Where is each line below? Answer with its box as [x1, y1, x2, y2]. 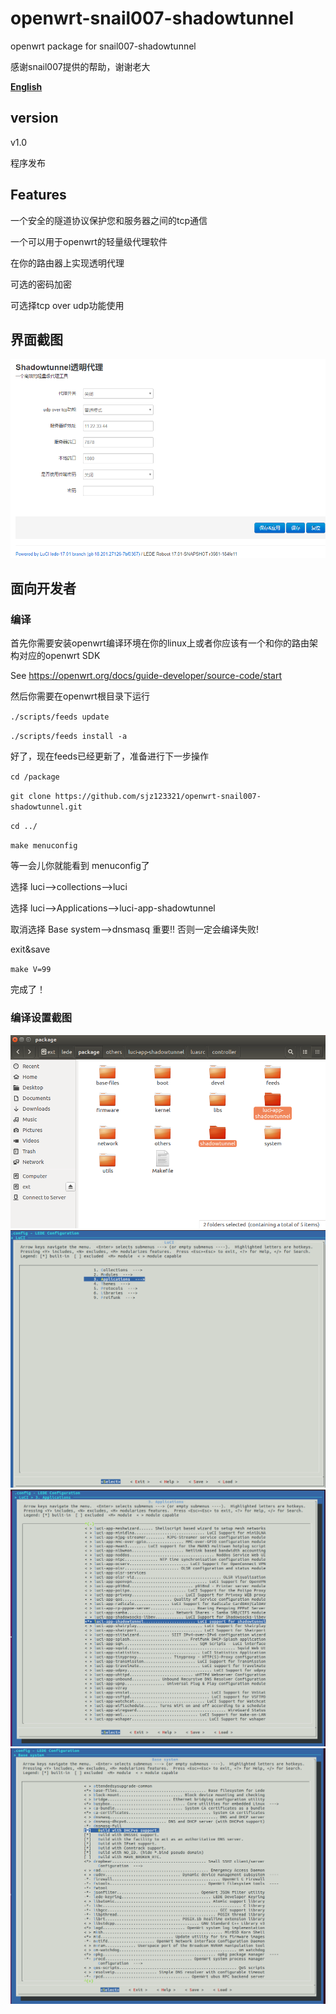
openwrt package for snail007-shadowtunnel [10, 40, 197, 52]
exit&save [10, 943, 51, 956]
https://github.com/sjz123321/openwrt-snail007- [54, 792, 262, 802]
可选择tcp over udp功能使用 [10, 299, 125, 311]
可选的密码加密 [10, 278, 72, 290]
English [10, 80, 43, 92]
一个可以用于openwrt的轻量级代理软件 [10, 235, 168, 247]
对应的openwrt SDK [18, 650, 101, 662]
